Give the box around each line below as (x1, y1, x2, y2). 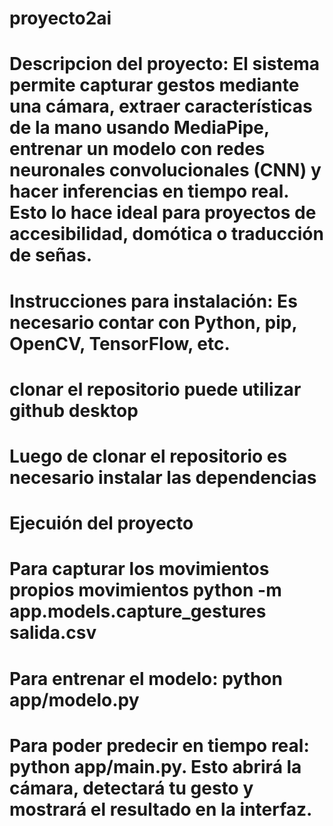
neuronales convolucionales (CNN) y (9, 159, 322, 182)
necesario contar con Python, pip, (9, 311, 297, 334)
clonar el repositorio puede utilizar (9, 378, 302, 401)
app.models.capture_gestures (9, 600, 267, 623)
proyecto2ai (9, 7, 112, 30)
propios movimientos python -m (9, 579, 282, 602)
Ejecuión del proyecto (9, 512, 194, 535)
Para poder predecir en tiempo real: (9, 734, 310, 757)
